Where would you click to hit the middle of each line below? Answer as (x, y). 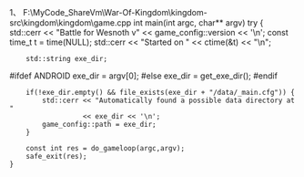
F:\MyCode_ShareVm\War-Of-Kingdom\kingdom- (115, 12)
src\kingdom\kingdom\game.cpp (71, 23)
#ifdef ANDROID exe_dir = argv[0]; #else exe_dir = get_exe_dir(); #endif (143, 76)
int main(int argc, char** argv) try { (198, 23)
